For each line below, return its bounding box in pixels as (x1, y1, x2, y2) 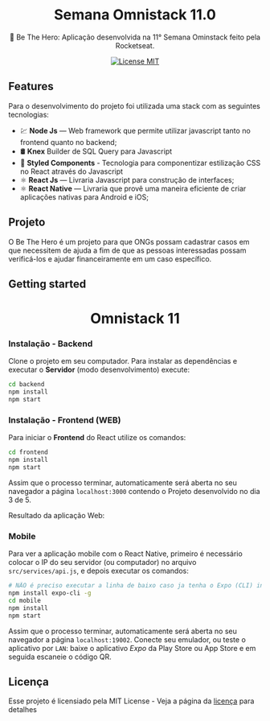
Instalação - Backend (8, 338, 93, 349)
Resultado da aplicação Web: (8, 510, 105, 520)
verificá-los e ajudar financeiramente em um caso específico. (8, 253, 212, 263)
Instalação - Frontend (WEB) (8, 414, 121, 426)
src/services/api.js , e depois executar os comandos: (8, 566, 189, 576)
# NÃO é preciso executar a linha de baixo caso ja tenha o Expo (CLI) (8, 582, 253, 590)
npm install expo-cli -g (8, 589, 92, 597)
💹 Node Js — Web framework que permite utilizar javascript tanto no (19, 126, 251, 135)
